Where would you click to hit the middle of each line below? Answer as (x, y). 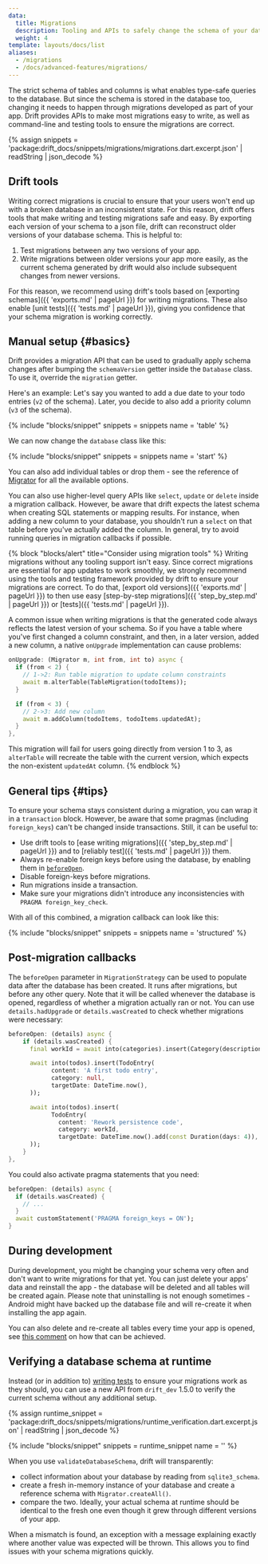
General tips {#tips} (59, 791)
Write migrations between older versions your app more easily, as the (134, 258)
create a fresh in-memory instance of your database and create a (127, 1485)
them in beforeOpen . (52, 868)
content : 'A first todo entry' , (104, 1071)
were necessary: (36, 1019)
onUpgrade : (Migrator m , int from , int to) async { (96, 660)
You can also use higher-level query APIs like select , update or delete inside (134, 496)
